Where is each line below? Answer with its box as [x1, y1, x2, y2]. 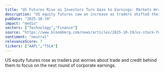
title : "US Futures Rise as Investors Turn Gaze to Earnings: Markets [5, 7, 152, 12]
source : [5, 30, 21, 35]
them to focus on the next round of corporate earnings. [5, 62, 116, 68]
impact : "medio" [5, 21, 38, 26]
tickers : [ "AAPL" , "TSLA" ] [5, 44, 58, 49]
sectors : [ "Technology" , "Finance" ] [5, 25, 78, 30]
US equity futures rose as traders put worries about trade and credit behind [5, 57, 157, 63]
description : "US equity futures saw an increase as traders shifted [5, 12, 150, 17]
